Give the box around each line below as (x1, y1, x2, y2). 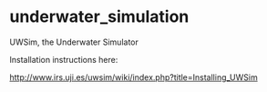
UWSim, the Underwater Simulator (9, 36, 139, 47)
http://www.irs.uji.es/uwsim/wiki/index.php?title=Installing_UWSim (9, 71, 258, 83)
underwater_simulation (9, 6, 190, 27)
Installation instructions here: (9, 54, 118, 65)
